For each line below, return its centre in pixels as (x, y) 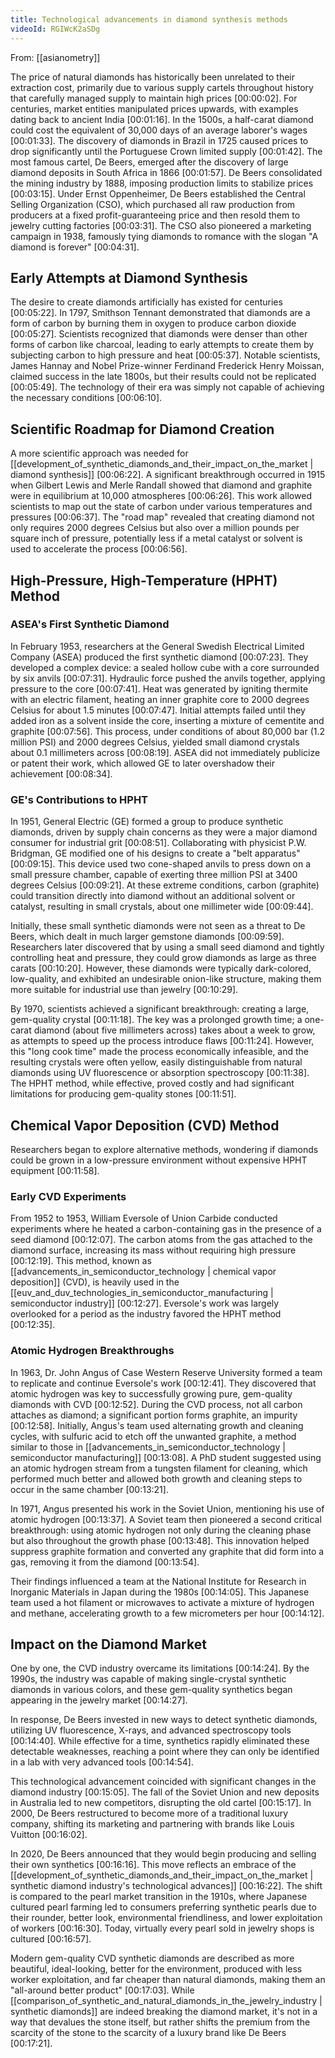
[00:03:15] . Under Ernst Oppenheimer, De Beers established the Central (158, 193)
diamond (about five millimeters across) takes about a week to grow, (174, 1030)
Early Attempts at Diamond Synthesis (129, 277)
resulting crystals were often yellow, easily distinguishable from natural (156, 1062)
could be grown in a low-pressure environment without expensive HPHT (159, 1160)
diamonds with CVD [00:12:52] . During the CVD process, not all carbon (156, 1404)
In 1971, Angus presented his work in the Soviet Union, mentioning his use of (167, 1508)
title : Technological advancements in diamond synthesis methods (149, 19)
